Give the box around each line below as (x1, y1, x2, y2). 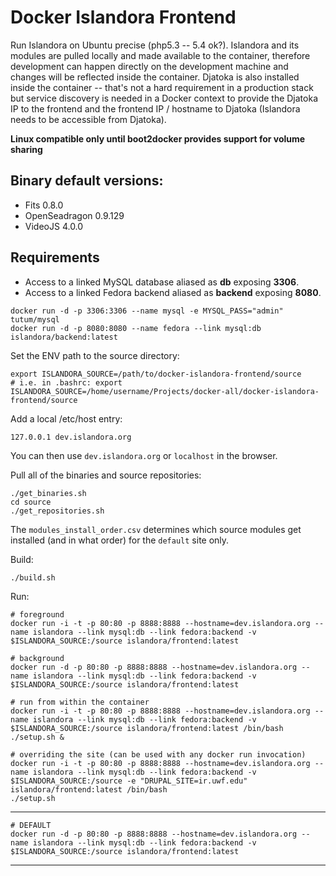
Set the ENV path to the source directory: (10, 349, 180, 361)
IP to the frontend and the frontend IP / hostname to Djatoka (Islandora (10, 102, 301, 115)
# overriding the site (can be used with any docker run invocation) (10, 749, 307, 760)
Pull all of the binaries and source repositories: (10, 469, 202, 481)
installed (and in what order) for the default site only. (10, 534, 230, 546)
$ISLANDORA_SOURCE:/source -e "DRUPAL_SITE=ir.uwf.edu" (10, 776, 248, 786)
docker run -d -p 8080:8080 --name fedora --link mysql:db (10, 323, 262, 333)
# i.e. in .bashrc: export (10, 377, 123, 388)
